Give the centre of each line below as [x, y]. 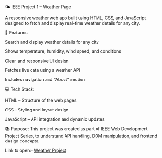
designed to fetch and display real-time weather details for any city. [73, 23]
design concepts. [22, 141]
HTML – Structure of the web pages [41, 100]
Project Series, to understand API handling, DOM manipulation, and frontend [81, 136]
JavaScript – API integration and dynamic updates [55, 119]
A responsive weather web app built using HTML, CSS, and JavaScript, [76, 18]
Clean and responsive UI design [37, 61]
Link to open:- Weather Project [36, 150]
